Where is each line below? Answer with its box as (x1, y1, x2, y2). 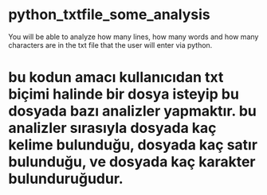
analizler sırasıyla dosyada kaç (8, 119, 217, 137)
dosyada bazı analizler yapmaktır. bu (8, 102, 257, 120)
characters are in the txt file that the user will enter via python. (8, 40, 213, 49)
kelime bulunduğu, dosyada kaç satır (8, 136, 257, 154)
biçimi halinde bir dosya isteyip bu (8, 85, 239, 103)
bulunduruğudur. (8, 170, 124, 188)
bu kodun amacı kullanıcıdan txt (8, 68, 224, 87)
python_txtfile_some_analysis (8, 6, 211, 24)
